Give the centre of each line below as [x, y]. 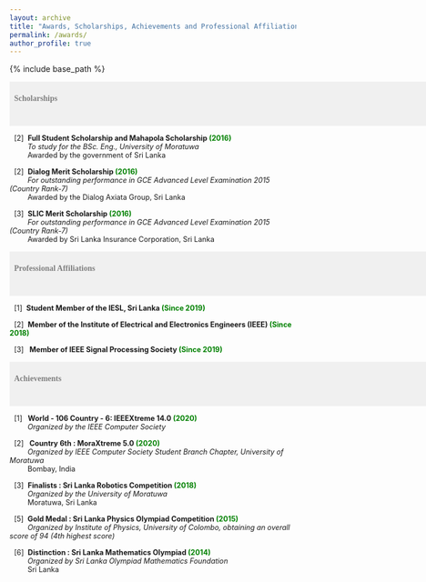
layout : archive [40, 18]
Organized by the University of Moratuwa [97, 494]
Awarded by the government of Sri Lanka [96, 156]
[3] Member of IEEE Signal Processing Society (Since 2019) [118, 350]
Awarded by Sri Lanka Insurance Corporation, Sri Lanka [121, 240]
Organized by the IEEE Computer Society [96, 427]
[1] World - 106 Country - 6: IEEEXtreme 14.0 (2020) [106, 419]
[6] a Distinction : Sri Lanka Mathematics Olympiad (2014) [112, 552]
